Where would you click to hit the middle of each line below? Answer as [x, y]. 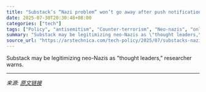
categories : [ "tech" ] [34, 23]
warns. [15, 64]
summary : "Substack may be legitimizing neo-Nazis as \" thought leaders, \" [105, 35]
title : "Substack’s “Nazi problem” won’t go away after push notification [104, 12]
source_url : [21, 40]
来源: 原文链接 [24, 83]
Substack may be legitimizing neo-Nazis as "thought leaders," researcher [99, 58]
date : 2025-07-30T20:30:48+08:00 [49, 18]
